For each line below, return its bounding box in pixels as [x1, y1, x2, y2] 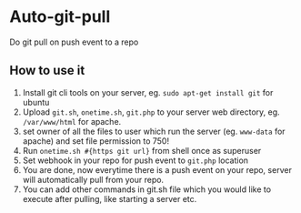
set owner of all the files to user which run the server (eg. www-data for [22, 126, 286, 137]
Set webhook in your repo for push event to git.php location [22, 155, 248, 166]
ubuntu [22, 96, 50, 107]
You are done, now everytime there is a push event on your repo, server [22, 164, 293, 175]
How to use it [9, 63, 85, 78]
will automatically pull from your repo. [22, 174, 165, 185]
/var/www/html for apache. [22, 116, 122, 127]
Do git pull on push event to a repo [9, 36, 139, 47]
